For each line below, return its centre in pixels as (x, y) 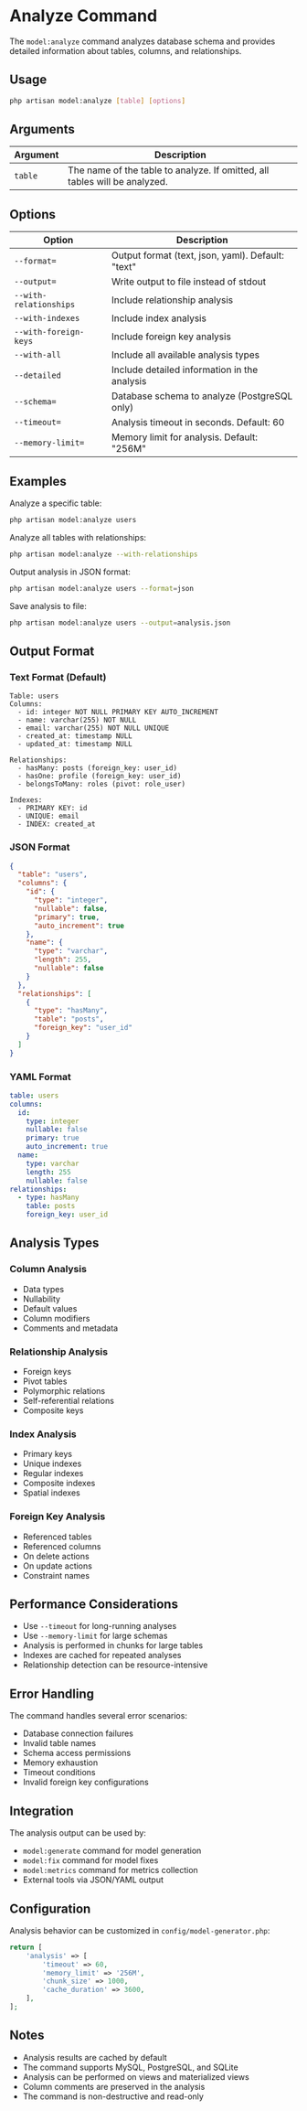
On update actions (58, 1566)
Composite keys (53, 1410)
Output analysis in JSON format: (70, 572)
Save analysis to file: (48, 605)
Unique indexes (52, 1463)
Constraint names (56, 1575)
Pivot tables (45, 1381)
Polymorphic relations (64, 1391)
